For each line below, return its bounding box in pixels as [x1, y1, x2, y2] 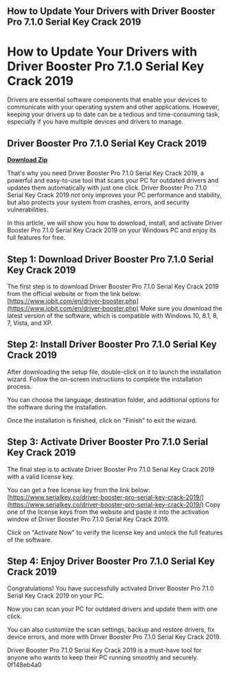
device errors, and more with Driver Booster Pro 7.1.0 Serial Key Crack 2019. [7, 633, 222, 641]
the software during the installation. [7, 403, 108, 411]
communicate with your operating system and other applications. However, [7, 103, 220, 111]
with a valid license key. [7, 472, 74, 480]
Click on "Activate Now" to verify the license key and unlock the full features [7, 528, 223, 537]
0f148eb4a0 [7, 661, 42, 669]
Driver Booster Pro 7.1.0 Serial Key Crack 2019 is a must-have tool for [7, 646, 202, 655]
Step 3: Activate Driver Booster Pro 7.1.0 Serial [7, 436, 208, 448]
